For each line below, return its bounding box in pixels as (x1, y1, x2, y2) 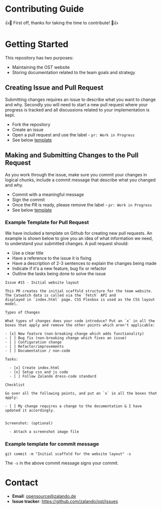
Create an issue (12, 127, 44, 132)
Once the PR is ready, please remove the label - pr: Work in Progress (12, 202, 152, 207)
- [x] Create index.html (9, 365, 60, 370)
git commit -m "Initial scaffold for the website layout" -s (5, 452, 131, 456)
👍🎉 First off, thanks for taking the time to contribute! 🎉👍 (5, 19, 118, 25)
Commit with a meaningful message (12, 191, 84, 197)
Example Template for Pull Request (5, 219, 89, 226)
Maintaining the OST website (12, 64, 70, 70)
